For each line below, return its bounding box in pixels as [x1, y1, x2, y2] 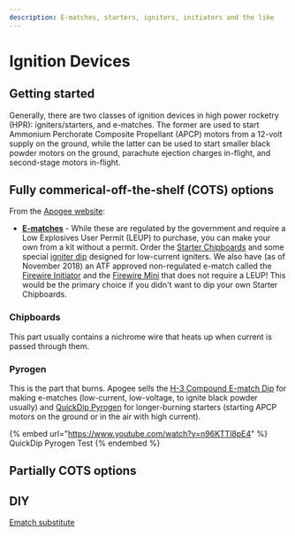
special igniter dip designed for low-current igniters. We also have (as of [21, 252, 285, 262]
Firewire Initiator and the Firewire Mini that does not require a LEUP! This [21, 270, 286, 281]
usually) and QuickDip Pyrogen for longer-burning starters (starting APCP [9, 402, 277, 413]
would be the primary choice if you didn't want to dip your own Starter [21, 280, 278, 291]
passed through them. [9, 340, 90, 351]
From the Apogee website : [9, 206, 106, 217]
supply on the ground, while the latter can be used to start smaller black [9, 138, 271, 149]
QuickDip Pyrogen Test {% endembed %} [9, 438, 161, 448]
